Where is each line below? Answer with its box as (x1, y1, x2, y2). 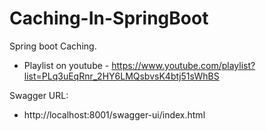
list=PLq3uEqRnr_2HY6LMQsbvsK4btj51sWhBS (23, 70, 220, 82)
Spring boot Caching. (9, 40, 97, 52)
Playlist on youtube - (23, 59, 110, 71)
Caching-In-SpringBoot (9, 7, 209, 30)
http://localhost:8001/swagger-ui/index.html (23, 108, 206, 121)
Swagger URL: (9, 89, 69, 101)
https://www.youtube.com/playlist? (111, 59, 256, 71)
